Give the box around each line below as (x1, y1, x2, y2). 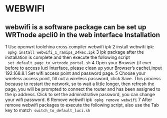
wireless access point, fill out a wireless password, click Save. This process (5, 76, 161, 81)
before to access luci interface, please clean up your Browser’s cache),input (5, 65, 162, 71)
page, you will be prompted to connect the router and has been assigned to (5, 86, 161, 92)
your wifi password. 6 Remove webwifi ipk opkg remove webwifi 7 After (5, 97, 152, 103)
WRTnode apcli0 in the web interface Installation (5, 30, 160, 39)
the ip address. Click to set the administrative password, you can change (5, 92, 155, 97)
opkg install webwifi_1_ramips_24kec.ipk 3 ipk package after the (7, 49, 144, 55)
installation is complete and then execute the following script (5, 54, 130, 60)
